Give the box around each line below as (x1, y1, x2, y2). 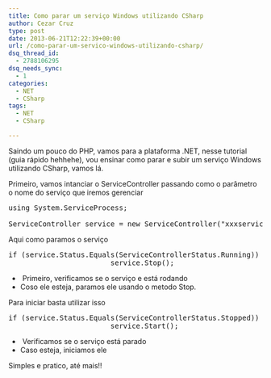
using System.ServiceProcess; (8, 203, 128, 212)
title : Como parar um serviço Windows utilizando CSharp (8, 11, 204, 20)
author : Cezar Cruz (8, 19, 74, 27)
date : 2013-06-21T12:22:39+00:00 (8, 34, 121, 43)
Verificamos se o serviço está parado (22, 336, 147, 346)
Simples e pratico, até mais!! (8, 360, 102, 370)
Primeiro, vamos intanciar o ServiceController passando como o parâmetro (8, 178, 257, 188)
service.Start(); (110, 321, 179, 330)
